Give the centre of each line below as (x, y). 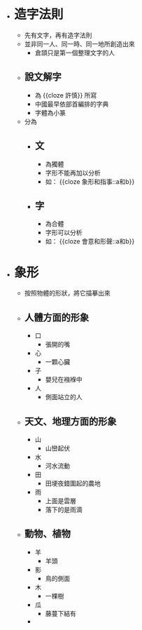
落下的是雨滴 (64, 509)
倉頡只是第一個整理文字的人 (75, 53)
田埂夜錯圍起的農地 (73, 483)
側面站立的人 (64, 397)
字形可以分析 (64, 233)
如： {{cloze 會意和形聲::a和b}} (90, 241)
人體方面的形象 (57, 317)
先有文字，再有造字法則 (58, 35)
